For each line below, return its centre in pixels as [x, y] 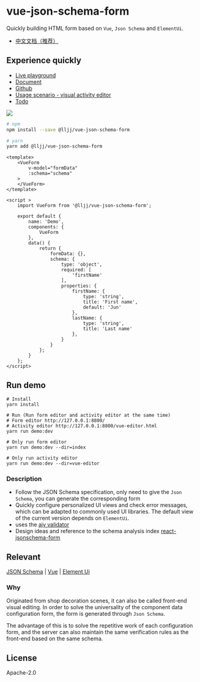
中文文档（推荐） [37, 40]
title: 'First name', [110, 302]
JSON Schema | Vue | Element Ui [48, 572]
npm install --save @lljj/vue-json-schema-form [68, 130]
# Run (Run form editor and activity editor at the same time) [89, 415]
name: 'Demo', [46, 222]
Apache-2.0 [21, 673]
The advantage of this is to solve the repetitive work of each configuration [100, 626]
